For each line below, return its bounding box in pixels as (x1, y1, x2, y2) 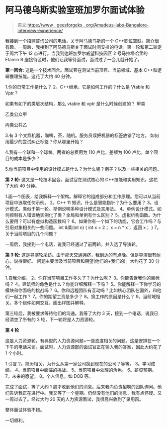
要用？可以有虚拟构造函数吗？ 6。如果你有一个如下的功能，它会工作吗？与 (9, 218, 162, 224)
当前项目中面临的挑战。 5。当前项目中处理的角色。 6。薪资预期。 (22, 367, 157, 373)
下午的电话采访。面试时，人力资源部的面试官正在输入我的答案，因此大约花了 (5, 344, 162, 350)
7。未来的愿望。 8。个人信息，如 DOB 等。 (5, 373, 93, 379)
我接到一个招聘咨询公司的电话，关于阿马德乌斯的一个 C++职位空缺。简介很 (5, 38, 159, 44)
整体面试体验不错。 (5, 407, 45, 413)
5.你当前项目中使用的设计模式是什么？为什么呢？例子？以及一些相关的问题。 (5, 166, 162, 172)
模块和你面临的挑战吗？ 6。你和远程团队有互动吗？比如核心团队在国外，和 (5, 287, 158, 293)
